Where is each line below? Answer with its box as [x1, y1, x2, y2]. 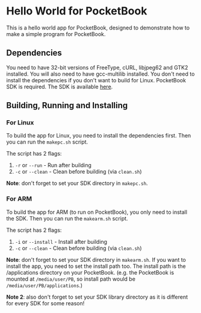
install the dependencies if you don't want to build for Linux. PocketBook [6, 76, 187, 84]
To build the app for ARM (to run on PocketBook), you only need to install [6, 208, 188, 216]
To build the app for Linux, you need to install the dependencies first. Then [6, 132, 191, 139]
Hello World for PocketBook [6, 4, 147, 18]
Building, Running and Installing [6, 100, 128, 111]
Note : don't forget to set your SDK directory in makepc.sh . [6, 180, 149, 187]
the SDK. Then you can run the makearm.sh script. [6, 214, 128, 222]
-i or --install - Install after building [14, 238, 107, 245]
